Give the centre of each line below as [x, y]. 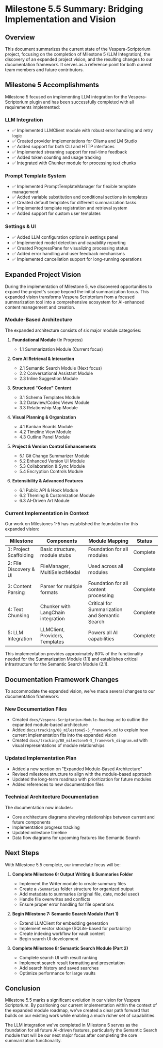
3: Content [19, 587]
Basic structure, [58, 549]
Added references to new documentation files [58, 784]
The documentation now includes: [39, 807]
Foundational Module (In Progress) [48, 340]
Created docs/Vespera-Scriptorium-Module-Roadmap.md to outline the [80, 720]
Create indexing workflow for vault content [62, 934]
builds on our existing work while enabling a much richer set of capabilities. [81, 1016]
